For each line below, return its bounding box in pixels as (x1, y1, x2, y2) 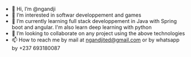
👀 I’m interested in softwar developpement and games (11, 12, 142, 18)
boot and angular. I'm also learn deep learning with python (11, 24, 152, 31)
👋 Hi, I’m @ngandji (11, 6, 56, 12)
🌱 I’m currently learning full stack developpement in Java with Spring (11, 18, 177, 24)
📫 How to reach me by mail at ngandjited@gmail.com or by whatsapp (11, 36, 179, 43)
